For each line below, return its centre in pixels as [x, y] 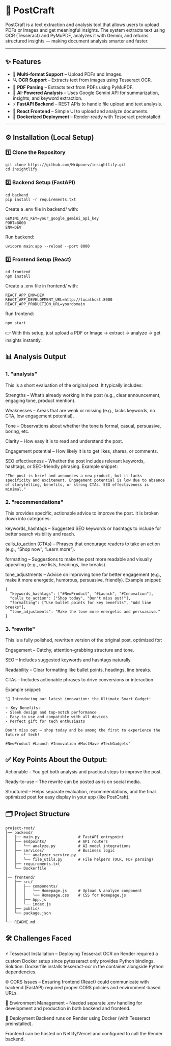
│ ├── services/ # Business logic [60, 850]
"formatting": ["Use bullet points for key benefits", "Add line [81, 603]
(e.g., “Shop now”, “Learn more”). [40, 549]
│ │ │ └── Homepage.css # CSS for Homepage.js [66, 895]
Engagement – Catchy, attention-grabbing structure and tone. [70, 650]
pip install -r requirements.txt [41, 199]
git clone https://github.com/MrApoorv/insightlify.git [66, 165]
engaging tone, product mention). [40, 400]
